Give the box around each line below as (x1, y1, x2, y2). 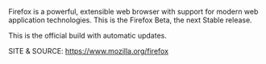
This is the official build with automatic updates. (8, 31, 167, 40)
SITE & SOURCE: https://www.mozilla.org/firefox (8, 46, 169, 55)
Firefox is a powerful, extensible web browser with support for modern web (8, 7, 259, 16)
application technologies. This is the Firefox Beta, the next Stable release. (8, 15, 252, 25)
